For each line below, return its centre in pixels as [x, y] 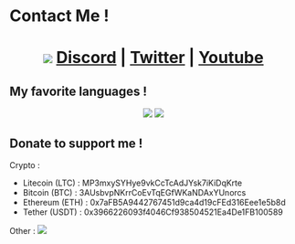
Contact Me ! [59, 16]
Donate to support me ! [76, 143]
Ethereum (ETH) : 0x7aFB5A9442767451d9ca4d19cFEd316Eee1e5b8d [154, 202]
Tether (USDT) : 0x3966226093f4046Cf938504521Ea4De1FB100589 [153, 212]
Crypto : [25, 165]
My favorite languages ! [79, 91]
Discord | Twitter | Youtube [160, 58]
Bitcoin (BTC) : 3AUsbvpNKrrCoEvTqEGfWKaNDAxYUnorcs [134, 192]
